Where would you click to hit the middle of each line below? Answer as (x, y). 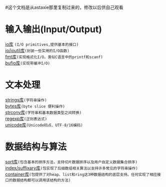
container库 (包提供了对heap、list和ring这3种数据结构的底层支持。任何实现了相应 (81, 174)
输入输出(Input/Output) (54, 29)
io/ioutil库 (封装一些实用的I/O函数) (37, 50)
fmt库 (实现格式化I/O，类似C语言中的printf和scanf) (54, 56)
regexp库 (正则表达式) (26, 118)
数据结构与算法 (36, 147)
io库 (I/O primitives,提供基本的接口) (42, 44)
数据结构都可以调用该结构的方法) (41, 180)
